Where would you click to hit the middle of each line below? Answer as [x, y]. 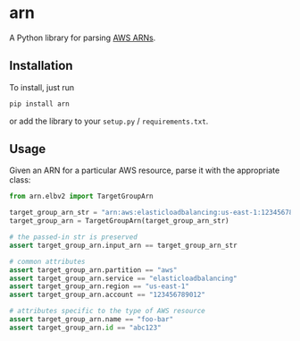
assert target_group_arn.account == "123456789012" [107, 295]
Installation [41, 66]
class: [20, 180]
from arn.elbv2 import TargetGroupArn [81, 196]
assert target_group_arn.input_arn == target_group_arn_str [124, 245]
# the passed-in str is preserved [74, 237]
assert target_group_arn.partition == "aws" [93, 270]
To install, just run [42, 87]
